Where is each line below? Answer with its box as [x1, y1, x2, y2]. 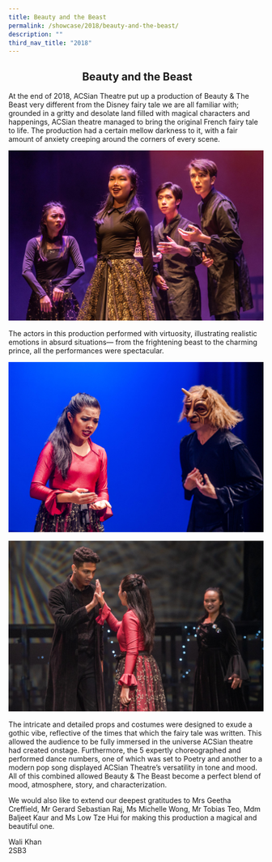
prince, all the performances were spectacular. [8, 346, 164, 356]
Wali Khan [8, 837, 42, 847]
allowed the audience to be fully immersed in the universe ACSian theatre [8, 736, 253, 746]
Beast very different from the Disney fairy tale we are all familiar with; [8, 100, 240, 109]
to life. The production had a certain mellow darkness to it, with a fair [8, 126, 238, 135]
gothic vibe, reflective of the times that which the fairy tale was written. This [8, 728, 262, 737]
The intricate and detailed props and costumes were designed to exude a [8, 719, 253, 729]
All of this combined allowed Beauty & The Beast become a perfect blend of [8, 770, 261, 781]
